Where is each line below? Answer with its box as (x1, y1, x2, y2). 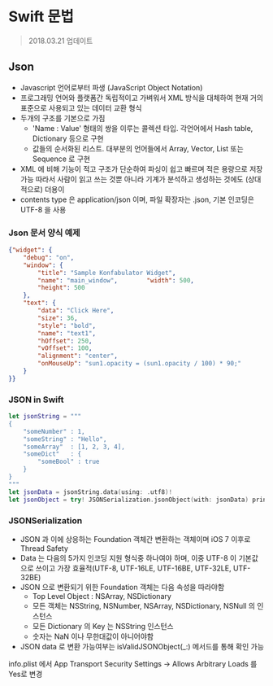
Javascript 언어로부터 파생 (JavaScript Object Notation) (19, 82, 203, 92)
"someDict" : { (23, 450, 82, 458)
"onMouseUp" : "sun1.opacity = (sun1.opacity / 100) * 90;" (37, 360, 242, 368)
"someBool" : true (37, 457, 100, 466)
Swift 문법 (8, 7, 75, 26)
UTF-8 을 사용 (19, 204, 67, 214)
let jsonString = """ (8, 413, 82, 421)
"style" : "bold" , (37, 321, 96, 330)
